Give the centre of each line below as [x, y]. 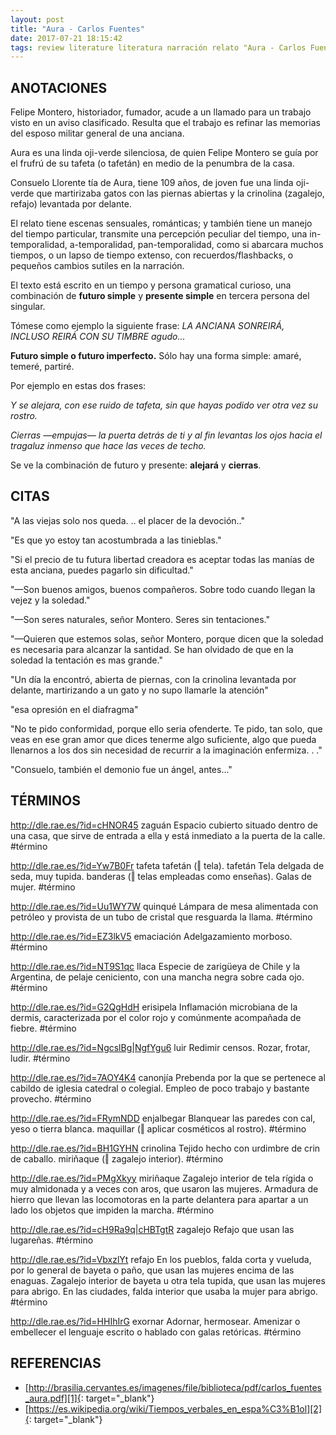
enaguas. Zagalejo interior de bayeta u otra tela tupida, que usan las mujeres [168, 1280]
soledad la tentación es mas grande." [86, 660]
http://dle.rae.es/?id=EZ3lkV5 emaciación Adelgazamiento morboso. [151, 936]
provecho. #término [51, 1098]
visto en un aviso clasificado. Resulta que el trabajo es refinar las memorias [165, 123]
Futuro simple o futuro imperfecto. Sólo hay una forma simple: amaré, [156, 356]
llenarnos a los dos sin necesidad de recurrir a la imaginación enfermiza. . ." [166, 750]
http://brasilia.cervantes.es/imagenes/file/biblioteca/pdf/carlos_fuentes [175, 1387]
